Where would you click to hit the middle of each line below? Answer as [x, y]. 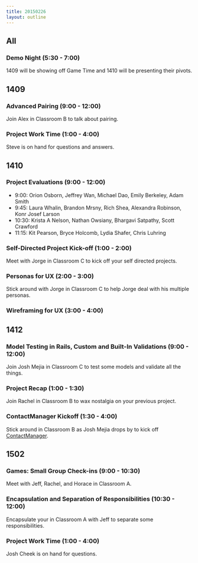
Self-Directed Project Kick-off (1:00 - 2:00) [69, 248]
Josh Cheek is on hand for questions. [52, 554]
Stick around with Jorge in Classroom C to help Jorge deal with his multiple [98, 289]
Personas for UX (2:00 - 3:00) [50, 276]
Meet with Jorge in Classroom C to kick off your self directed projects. [92, 261]
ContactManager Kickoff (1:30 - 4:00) [62, 417]
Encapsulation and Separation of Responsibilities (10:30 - [90, 499]
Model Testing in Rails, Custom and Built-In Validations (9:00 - [98, 346]
